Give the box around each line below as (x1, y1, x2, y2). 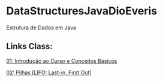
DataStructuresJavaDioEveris (6, 4, 158, 18)
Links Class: (6, 41, 53, 51)
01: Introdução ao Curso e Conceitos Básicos (6, 57, 117, 64)
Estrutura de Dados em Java (6, 24, 77, 31)
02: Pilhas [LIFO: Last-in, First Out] (6, 69, 92, 76)
